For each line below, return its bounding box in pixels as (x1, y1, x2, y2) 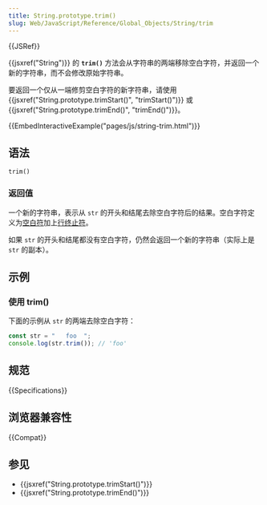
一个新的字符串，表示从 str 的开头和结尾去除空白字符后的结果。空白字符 (8, 208, 249, 217)
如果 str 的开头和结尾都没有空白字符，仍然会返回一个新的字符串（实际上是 (8, 234, 255, 244)
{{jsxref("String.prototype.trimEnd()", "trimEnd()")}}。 (8, 105, 185, 115)
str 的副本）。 (8, 244, 54, 254)
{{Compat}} (8, 432, 47, 442)
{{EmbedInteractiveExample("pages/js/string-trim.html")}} (8, 121, 200, 131)
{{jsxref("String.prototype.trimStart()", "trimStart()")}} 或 (8, 95, 194, 104)
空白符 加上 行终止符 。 (22, 217, 93, 227)
